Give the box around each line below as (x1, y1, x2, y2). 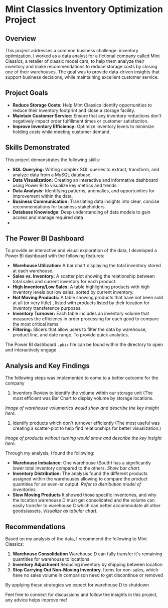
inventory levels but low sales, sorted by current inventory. (12, 289, 134, 295)
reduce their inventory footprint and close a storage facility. (12, 107, 135, 113)
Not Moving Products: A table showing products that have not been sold (12, 295, 163, 301)
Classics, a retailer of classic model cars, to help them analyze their (5, 58, 144, 64)
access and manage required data (12, 214, 84, 220)
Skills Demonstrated (5, 143, 70, 152)
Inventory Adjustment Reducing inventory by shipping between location (12, 561, 163, 568)
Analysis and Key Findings (5, 361, 90, 370)
